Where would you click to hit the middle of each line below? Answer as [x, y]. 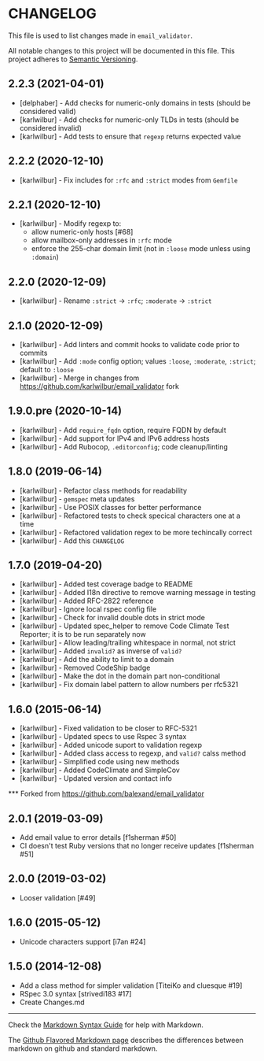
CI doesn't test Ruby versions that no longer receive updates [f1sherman [137, 846]
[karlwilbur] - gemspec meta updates [77, 499]
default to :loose [47, 370]
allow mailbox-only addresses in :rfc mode [102, 240]
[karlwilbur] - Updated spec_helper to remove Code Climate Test [124, 626]
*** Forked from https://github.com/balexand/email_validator [106, 794]
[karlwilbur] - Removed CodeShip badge [85, 668]
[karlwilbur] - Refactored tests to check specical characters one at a [130, 516]
